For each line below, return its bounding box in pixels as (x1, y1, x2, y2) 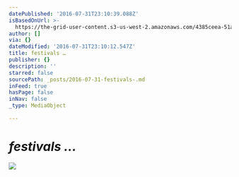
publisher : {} (8, 56, 51, 63)
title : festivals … (8, 50, 66, 57)
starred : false (8, 69, 54, 76)
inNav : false (8, 96, 47, 103)
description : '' (8, 63, 57, 70)
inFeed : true (8, 83, 47, 90)
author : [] (8, 30, 41, 37)
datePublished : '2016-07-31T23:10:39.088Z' (8, 10, 139, 18)
